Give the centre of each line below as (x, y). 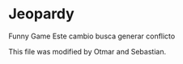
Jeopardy (41, 14)
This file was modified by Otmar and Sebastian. (87, 51)
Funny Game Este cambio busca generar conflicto (92, 36)
